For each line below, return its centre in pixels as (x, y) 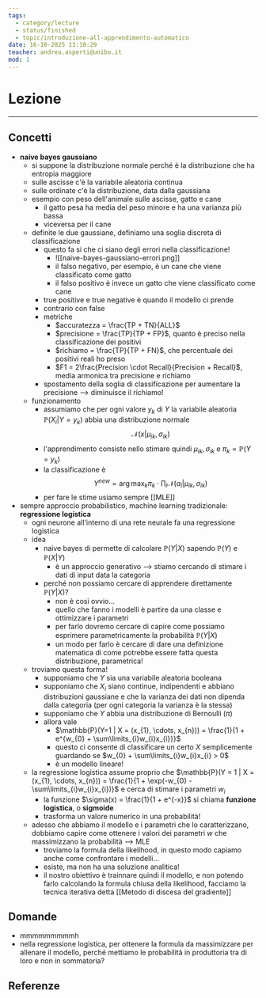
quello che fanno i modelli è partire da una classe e (138, 609)
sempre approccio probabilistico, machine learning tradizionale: (123, 506)
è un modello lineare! (89, 764)
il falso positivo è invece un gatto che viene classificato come (155, 283)
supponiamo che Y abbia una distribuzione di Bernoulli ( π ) (138, 713)
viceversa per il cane (77, 224)
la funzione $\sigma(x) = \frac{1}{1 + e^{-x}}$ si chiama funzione (150, 799)
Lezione (35, 99)
